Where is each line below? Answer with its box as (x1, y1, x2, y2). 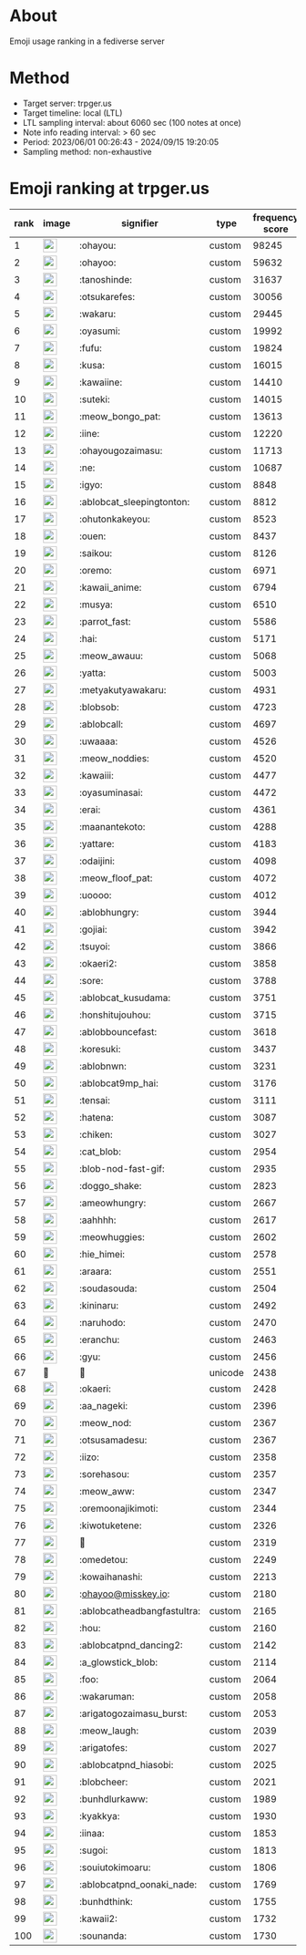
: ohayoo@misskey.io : (78, 1588, 170, 1600)
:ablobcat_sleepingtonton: (78, 495, 190, 508)
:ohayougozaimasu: (78, 444, 163, 457)
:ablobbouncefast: (78, 1025, 158, 1038)
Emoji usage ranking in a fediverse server (9, 36, 166, 47)
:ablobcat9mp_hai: (78, 1077, 159, 1090)
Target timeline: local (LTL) (22, 107, 123, 119)
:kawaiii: (78, 769, 114, 781)
